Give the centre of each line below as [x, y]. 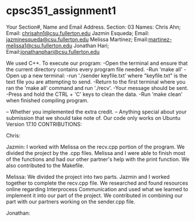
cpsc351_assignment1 [61, 11]
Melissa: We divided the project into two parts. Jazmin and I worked [88, 177]
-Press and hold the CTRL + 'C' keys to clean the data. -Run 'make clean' [94, 94]
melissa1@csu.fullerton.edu [39, 46]
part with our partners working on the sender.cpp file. [71, 201]
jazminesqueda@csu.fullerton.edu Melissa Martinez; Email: [77, 39]
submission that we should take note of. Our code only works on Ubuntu [93, 118]
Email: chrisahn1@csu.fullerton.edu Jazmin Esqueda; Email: [78, 33]
